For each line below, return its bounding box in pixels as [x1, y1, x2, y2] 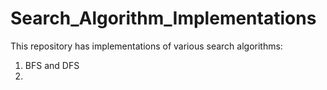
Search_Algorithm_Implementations [10, 7, 317, 30]
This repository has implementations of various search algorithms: [10, 40, 283, 52]
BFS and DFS [24, 59, 80, 71]
